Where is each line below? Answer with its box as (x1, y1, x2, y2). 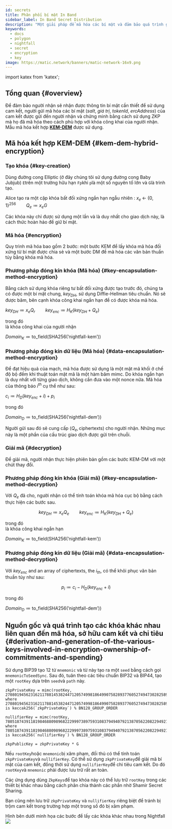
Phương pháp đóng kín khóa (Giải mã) (5, 474, 101, 482)
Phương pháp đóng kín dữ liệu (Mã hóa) (5, 347, 105, 355)
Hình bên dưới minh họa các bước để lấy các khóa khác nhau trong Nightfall (5, 813, 165, 819)
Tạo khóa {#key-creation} (5, 162, 71, 170)
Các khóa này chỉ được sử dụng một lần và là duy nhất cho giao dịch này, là (5, 214, 165, 219)
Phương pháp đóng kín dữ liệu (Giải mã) (5, 549, 105, 556)
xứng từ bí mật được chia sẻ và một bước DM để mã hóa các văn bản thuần (5, 249, 164, 255)
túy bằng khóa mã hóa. (5, 254, 54, 260)
